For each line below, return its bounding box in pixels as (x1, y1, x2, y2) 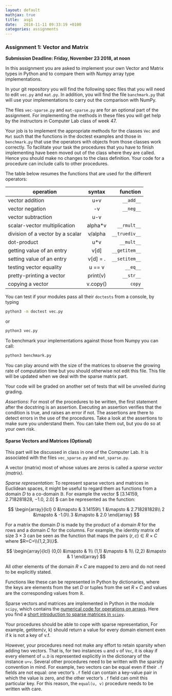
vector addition (8, 197, 45, 204)
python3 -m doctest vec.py (5, 309, 63, 314)
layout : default (5, 7, 40, 13)
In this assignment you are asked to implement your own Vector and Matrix (5, 65, 164, 71)
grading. (5, 389, 23, 395)
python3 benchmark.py (5, 353, 52, 358)
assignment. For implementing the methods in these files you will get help (5, 113, 161, 119)
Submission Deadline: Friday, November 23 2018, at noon (5, 55, 130, 62)
